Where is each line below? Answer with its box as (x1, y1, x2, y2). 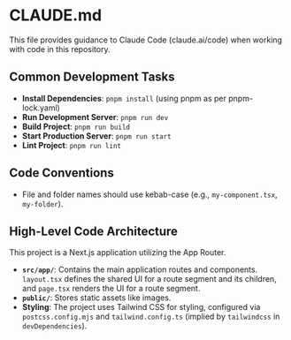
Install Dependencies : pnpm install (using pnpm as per (21, 93, 227, 103)
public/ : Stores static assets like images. (21, 292, 172, 303)
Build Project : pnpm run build (21, 121, 131, 132)
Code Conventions (9, 165, 115, 181)
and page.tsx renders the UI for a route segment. (21, 283, 201, 294)
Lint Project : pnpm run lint (21, 140, 122, 150)
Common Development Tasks (9, 70, 175, 85)
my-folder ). (21, 198, 64, 208)
